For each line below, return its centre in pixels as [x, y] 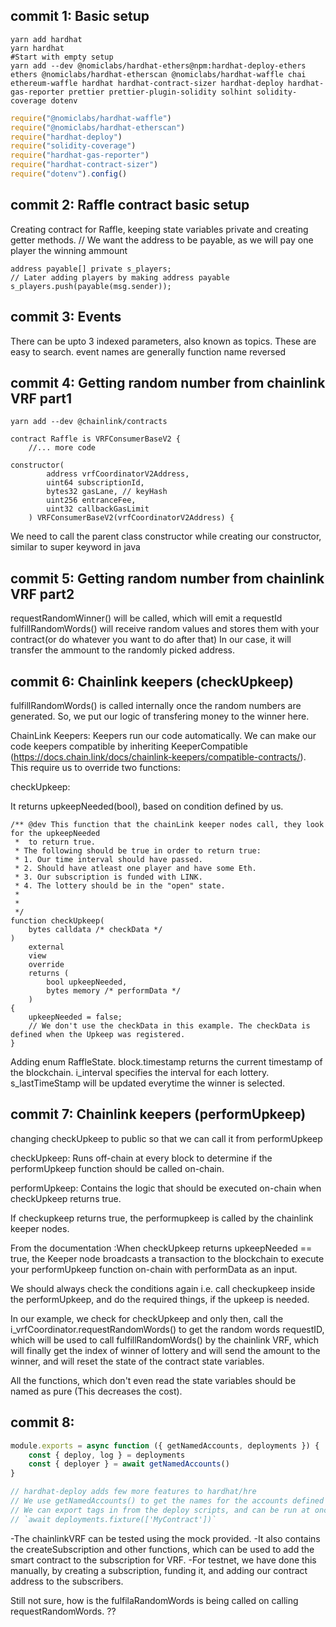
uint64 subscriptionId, [95, 483]
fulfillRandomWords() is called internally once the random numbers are [156, 705]
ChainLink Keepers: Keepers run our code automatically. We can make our [163, 735]
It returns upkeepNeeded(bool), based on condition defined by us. [147, 806]
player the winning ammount [69, 250]
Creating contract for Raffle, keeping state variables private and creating [159, 229]
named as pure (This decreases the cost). [96, 1391]
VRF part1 [41, 398]
